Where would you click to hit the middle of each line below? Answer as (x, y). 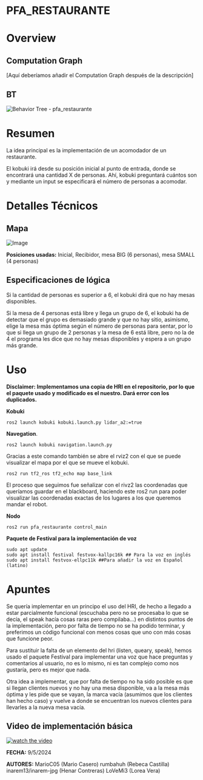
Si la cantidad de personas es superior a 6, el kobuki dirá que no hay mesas (101, 294)
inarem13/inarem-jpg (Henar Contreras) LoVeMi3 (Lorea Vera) (83, 771)
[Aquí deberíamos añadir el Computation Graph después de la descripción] (100, 75)
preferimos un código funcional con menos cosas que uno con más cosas (99, 632)
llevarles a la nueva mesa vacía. (46, 707)
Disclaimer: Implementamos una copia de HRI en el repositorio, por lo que (101, 387)
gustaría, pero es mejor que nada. (48, 670)
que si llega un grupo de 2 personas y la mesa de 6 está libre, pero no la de (100, 332)
